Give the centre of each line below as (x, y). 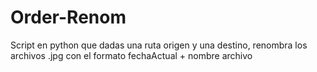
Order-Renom (68, 17)
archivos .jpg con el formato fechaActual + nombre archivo (131, 55)
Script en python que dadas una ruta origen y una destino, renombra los (159, 45)
